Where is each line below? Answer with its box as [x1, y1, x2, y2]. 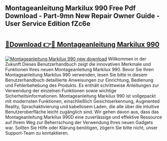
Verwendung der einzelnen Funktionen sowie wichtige [5, 88, 117, 94]
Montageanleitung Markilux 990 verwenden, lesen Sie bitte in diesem [5, 72, 148, 78]
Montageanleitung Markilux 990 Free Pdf [5, 4, 136, 12]
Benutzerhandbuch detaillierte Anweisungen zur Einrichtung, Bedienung [5, 77, 154, 83]
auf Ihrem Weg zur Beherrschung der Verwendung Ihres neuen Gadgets [5, 120, 153, 125]
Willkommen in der [108, 56, 147, 62]
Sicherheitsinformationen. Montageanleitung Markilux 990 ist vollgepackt [5, 93, 156, 99]
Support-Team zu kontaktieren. [5, 130, 69, 136]
